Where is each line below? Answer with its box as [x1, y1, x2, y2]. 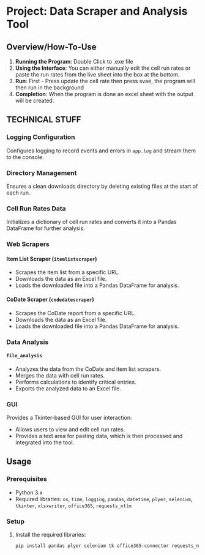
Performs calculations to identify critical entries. [15, 378, 136, 386]
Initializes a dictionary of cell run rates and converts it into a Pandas [6, 218, 177, 226]
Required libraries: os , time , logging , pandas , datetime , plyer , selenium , [15, 495, 193, 502]
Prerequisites [6, 475, 47, 483]
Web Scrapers [6, 240, 50, 248]
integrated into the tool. [15, 439, 75, 446]
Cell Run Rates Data [6, 204, 66, 212]
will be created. [15, 97, 54, 104]
